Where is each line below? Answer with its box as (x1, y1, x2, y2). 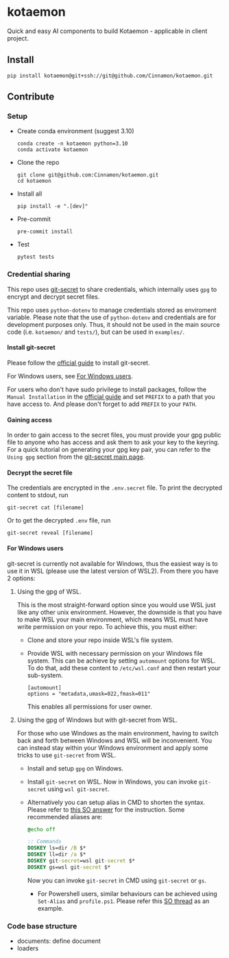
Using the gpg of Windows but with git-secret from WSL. (16, 716, 178, 724)
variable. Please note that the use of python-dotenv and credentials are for (7, 313, 216, 321)
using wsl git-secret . (47, 784, 110, 793)
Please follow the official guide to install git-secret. (7, 358, 150, 367)
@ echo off (27, 825, 56, 833)
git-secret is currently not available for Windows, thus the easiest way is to (7, 559, 218, 567)
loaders (16, 944, 39, 953)
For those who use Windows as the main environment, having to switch (16, 729, 219, 737)
